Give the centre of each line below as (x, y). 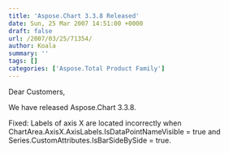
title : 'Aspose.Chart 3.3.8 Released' (74, 16)
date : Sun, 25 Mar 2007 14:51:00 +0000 (76, 23)
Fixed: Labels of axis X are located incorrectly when (95, 123)
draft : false (30, 31)
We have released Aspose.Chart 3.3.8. (72, 107)
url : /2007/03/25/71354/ (50, 38)
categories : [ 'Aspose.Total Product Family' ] (86, 69)
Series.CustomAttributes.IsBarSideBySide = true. (90, 140)
